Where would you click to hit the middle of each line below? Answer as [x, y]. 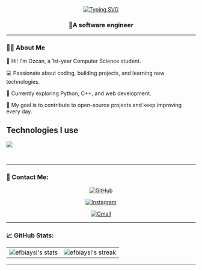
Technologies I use [42, 130]
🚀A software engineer [101, 25]
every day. [19, 111]
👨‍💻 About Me [26, 48]
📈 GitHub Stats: [30, 235]
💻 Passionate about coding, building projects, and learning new [85, 73]
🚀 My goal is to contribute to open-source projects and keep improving [94, 105]
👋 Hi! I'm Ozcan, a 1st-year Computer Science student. [74, 61]
